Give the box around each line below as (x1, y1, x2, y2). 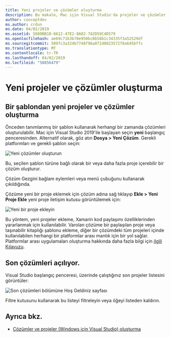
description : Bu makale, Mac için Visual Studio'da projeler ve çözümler (5, 12, 166, 17)
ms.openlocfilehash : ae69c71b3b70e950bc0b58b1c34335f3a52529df (5, 36, 143, 42)
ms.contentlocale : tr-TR (5, 50, 58, 55)
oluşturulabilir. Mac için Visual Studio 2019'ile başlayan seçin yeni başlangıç (5, 129, 165, 136)
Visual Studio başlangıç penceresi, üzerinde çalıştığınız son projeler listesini (5, 272, 165, 279)
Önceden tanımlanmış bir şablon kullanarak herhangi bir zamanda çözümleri (5, 124, 166, 130)
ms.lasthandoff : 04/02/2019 (5, 55, 66, 61)
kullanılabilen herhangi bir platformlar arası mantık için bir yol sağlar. (5, 233, 148, 239)
